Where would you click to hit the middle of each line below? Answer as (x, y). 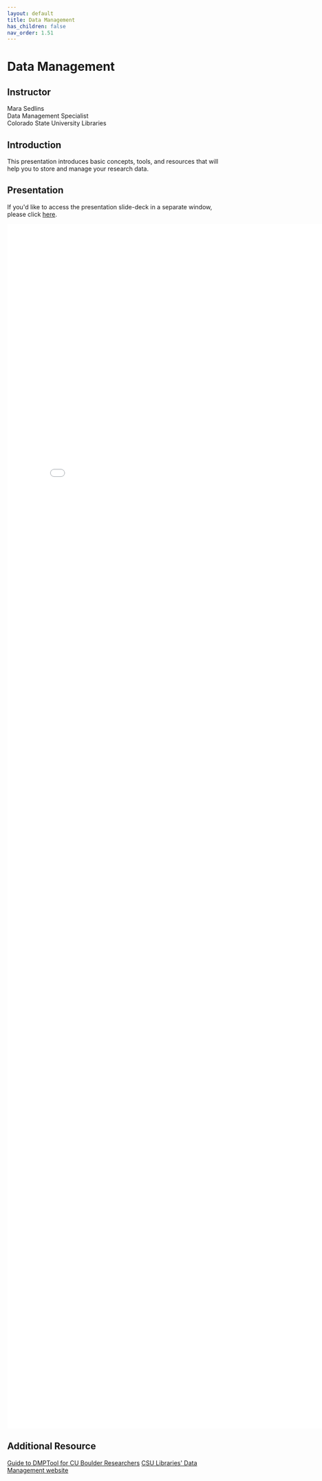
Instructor (29, 92)
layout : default (30, 13)
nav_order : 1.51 (30, 33)
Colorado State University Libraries (57, 123)
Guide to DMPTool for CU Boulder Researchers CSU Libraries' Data (102, 1462)
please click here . (32, 214)
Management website (38, 1470)
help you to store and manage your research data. (78, 169)
